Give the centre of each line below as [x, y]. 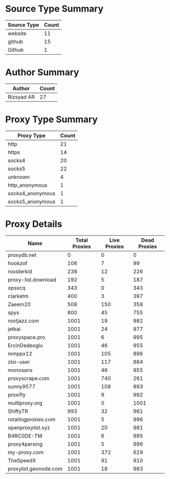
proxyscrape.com [29, 378]
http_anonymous [28, 185]
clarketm [18, 296]
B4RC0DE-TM [25, 436]
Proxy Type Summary [51, 120]
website [17, 33]
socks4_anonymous [32, 193]
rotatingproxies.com [32, 419]
